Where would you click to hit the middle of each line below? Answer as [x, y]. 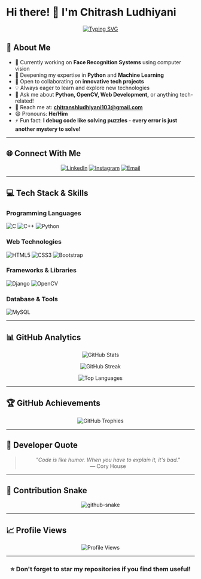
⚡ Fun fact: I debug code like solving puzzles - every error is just [96, 120]
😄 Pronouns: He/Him [41, 113]
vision [22, 68]
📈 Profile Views [36, 530]
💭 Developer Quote [42, 445]
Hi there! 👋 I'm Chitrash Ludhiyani [91, 12]
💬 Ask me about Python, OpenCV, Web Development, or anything [97, 94]
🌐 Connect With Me [44, 153]
